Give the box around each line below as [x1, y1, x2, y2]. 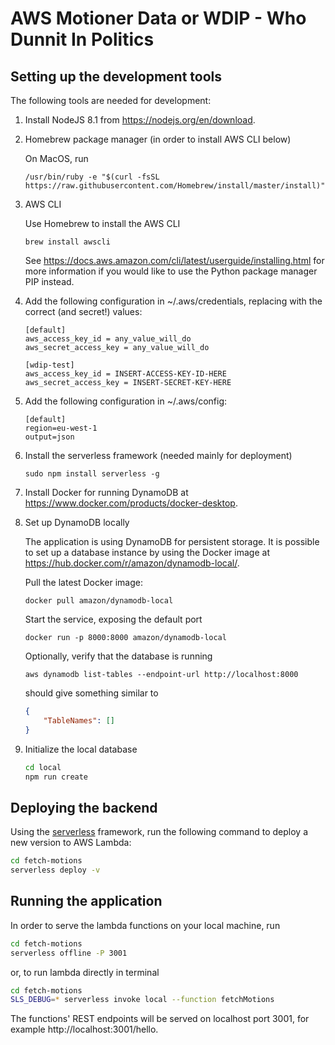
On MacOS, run [24, 153, 89, 164]
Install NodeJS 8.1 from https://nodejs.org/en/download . [24, 114, 256, 126]
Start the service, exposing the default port [24, 613, 203, 625]
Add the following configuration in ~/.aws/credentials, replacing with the [24, 295, 323, 307]
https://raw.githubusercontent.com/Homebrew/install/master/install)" [24, 181, 326, 191]
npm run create [24, 772, 89, 782]
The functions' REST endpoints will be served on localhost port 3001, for [10, 1013, 310, 1025]
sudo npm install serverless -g [24, 469, 160, 479]
